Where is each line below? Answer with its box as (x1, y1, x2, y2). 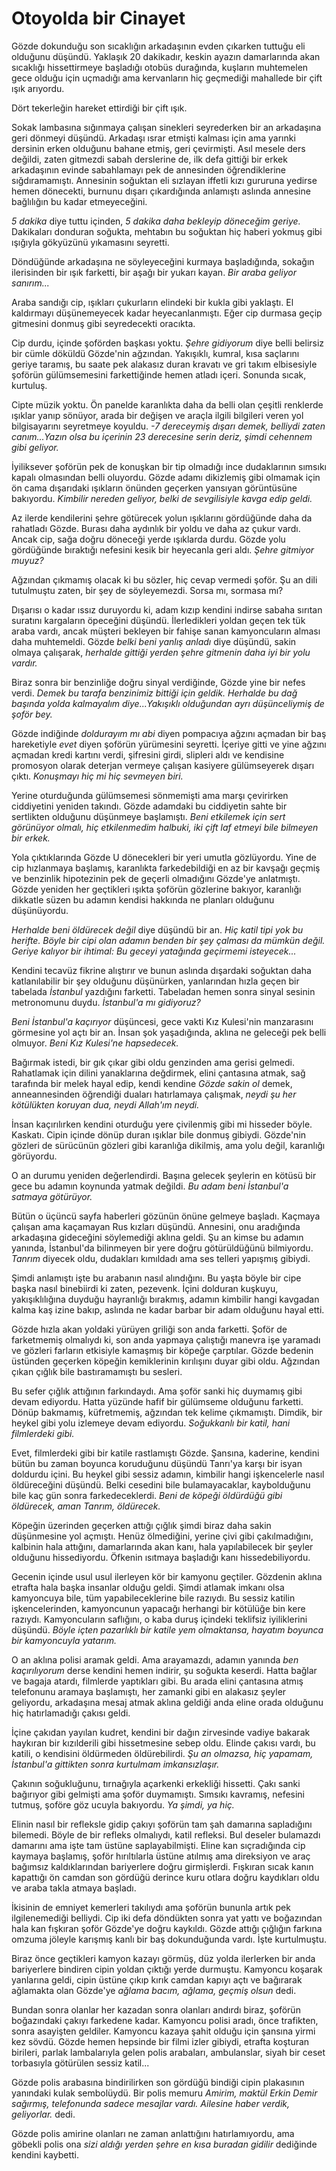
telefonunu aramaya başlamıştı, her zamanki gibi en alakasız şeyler (11, 1685, 287, 1697)
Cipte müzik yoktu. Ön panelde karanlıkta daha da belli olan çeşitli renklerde (11, 398, 324, 411)
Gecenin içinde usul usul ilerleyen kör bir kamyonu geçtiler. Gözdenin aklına (11, 1570, 323, 1582)
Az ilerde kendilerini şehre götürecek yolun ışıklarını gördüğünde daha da (11, 512, 313, 524)
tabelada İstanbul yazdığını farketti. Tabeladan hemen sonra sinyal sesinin (11, 985, 316, 997)
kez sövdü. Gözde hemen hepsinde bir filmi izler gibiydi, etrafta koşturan (11, 2035, 310, 2047)
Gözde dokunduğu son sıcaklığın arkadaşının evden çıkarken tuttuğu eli (11, 40, 306, 52)
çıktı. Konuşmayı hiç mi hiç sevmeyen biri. (11, 770, 184, 782)
